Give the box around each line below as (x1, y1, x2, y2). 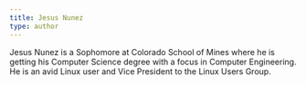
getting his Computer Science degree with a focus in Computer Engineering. (9, 56, 297, 67)
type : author (9, 22, 59, 31)
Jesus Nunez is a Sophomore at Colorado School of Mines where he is (9, 46, 276, 57)
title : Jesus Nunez (9, 13, 84, 23)
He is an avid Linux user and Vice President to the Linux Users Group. (9, 65, 271, 77)
